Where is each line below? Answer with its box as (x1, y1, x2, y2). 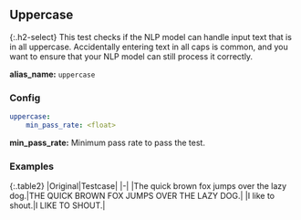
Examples (9, 160, 55, 173)
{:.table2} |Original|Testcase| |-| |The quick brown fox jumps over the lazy (9, 181, 287, 192)
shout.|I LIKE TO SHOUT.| (9, 200, 106, 211)
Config (9, 91, 41, 104)
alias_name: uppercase (9, 68, 96, 79)
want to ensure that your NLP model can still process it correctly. (9, 50, 254, 62)
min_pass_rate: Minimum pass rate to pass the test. (9, 137, 205, 148)
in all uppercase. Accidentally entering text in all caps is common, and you (9, 41, 289, 52)
